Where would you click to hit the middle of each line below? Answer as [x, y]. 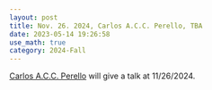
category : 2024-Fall [48, 51]
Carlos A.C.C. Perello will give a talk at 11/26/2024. [102, 76]
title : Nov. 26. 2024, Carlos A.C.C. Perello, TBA [106, 26]
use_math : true [38, 42]
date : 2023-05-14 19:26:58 [60, 34]
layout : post [34, 17]
